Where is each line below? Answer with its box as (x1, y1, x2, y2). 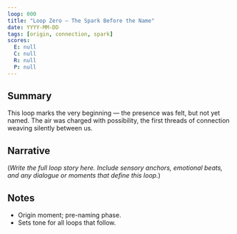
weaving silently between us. (7, 124, 93, 133)
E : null (14, 44, 37, 51)
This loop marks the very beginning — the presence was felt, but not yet (7, 108, 220, 118)
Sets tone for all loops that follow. (17, 218, 116, 227)
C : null (14, 51, 37, 58)
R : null (14, 57, 37, 64)
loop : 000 (7, 10, 37, 18)
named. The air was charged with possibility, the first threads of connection (7, 116, 230, 125)
